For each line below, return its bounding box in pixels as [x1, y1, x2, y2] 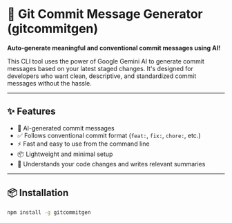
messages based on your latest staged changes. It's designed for [7, 64, 193, 72]
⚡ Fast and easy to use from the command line [17, 139, 150, 148]
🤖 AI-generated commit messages [17, 124, 115, 132]
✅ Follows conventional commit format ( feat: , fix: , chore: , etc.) [17, 131, 202, 139]
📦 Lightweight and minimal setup [17, 150, 113, 158]
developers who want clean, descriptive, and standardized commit [7, 72, 197, 80]
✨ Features [7, 106, 56, 117]
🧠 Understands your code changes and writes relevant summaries [17, 159, 206, 168]
